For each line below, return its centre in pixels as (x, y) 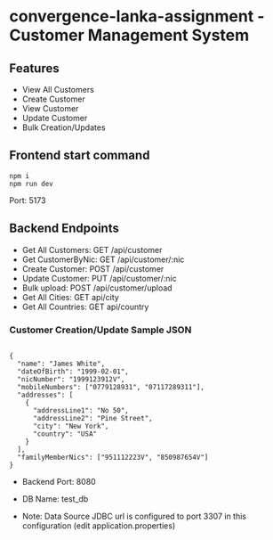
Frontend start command (80, 155)
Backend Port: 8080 (59, 481)
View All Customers (58, 90)
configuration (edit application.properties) (99, 525)
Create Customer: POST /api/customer (93, 268)
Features (34, 68)
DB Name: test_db (55, 499)
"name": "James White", (61, 364)
